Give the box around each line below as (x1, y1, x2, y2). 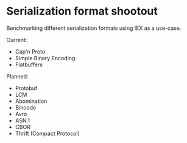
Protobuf (15, 84, 38, 92)
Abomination (15, 97, 48, 105)
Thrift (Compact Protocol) (15, 130, 80, 137)
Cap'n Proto (15, 47, 46, 55)
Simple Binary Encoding (15, 54, 76, 61)
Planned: (6, 72, 29, 80)
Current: (6, 36, 27, 43)
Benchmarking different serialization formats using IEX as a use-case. (6, 24, 182, 32)
